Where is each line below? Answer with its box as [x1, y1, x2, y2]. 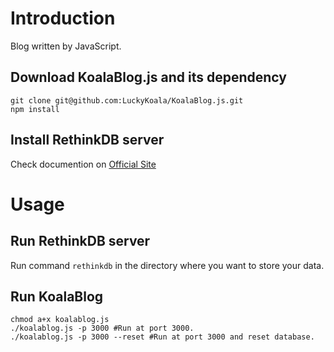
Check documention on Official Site [10, 158, 157, 170]
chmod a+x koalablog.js [10, 315, 110, 325]
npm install [10, 104, 60, 114]
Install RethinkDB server [10, 132, 165, 149]
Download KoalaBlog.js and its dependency [10, 69, 287, 86]
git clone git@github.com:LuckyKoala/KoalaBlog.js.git [10, 95, 244, 106]
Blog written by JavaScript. [10, 40, 122, 52]
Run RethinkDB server [10, 233, 151, 250]
